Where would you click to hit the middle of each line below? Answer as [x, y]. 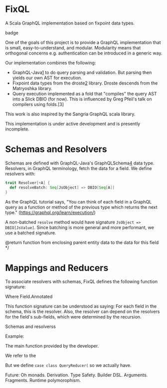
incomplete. [17, 129]
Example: [15, 336]
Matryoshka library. [32, 88]
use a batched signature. [31, 232]
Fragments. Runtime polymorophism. [43, 380]
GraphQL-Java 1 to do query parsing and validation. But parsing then [82, 72]
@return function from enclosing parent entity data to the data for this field [82, 242]
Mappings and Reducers [57, 268]
